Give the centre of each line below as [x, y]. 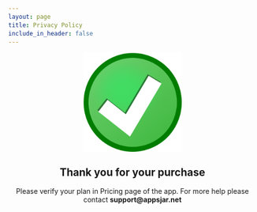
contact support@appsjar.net [132, 200]
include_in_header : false [50, 33]
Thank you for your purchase [132, 172]
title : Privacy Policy [45, 25]
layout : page [30, 17]
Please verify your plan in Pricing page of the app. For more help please [132, 191]
